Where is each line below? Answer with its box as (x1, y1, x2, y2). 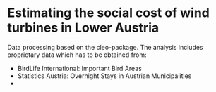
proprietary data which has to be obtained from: (7, 51, 147, 59)
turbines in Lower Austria (7, 20, 160, 36)
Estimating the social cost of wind (7, 5, 210, 21)
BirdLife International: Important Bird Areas (17, 64, 143, 72)
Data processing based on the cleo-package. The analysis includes (7, 43, 203, 51)
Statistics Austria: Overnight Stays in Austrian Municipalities (17, 72, 192, 80)
